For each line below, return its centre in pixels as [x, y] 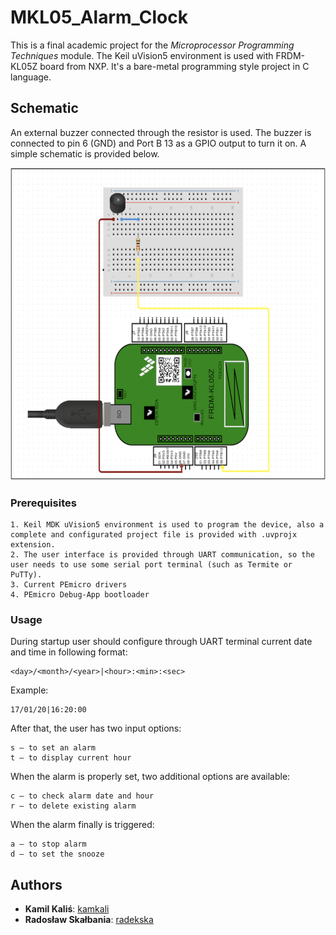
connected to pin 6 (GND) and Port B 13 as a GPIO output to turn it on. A [158, 143]
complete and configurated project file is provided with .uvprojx [154, 535]
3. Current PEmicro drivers [69, 585]
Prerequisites [43, 503]
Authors [36, 884]
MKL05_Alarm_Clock [99, 17]
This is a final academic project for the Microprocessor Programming [152, 45]
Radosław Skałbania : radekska [89, 920]
